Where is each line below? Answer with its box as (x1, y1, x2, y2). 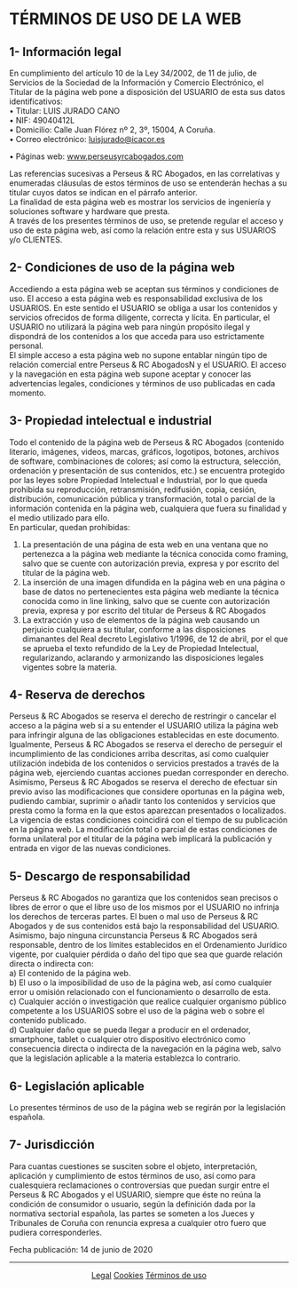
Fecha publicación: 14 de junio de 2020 (9, 1244, 153, 1254)
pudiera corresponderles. (9, 1227, 102, 1237)
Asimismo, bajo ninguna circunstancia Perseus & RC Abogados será (9, 930, 258, 941)
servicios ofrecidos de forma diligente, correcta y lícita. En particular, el (9, 312, 271, 322)
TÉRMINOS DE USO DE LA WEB (9, 9, 242, 29)
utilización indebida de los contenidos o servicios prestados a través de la (9, 758, 279, 768)
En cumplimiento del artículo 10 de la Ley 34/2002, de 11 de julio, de (9, 68, 257, 78)
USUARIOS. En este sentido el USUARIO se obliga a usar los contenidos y (9, 302, 278, 313)
